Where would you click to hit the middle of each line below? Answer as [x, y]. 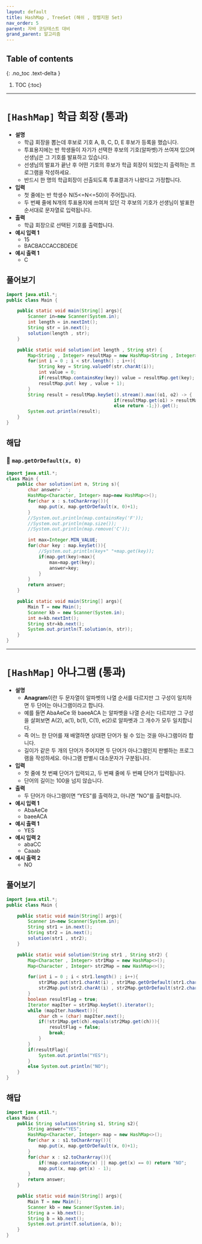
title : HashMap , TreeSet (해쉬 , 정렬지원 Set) [65, 17]
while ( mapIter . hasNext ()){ [63, 1011]
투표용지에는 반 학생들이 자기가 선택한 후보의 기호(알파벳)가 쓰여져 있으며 [109, 150]
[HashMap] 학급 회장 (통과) [67, 117]
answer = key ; [64, 568]
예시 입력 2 [28, 837]
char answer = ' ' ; [49, 490]
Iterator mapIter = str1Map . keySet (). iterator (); [91, 1005]
